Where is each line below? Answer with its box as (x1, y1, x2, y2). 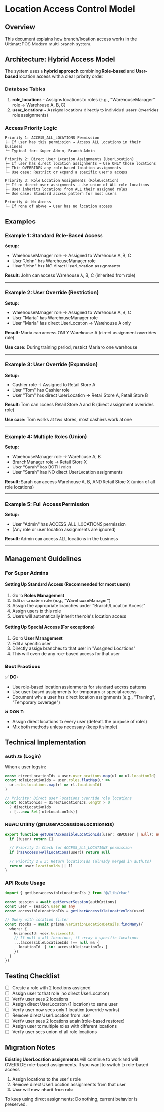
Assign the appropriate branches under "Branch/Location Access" (12, 602, 146, 608)
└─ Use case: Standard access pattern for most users (5, 191, 117, 196)
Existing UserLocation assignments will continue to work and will (5, 1056, 138, 1062)
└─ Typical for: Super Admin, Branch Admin (5, 148, 95, 154)
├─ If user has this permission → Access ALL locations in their (5, 140, 141, 145)
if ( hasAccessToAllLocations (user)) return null (9, 850, 110, 855)
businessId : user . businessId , (14, 931, 76, 936)
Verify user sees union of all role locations (12, 1029, 97, 1035)
